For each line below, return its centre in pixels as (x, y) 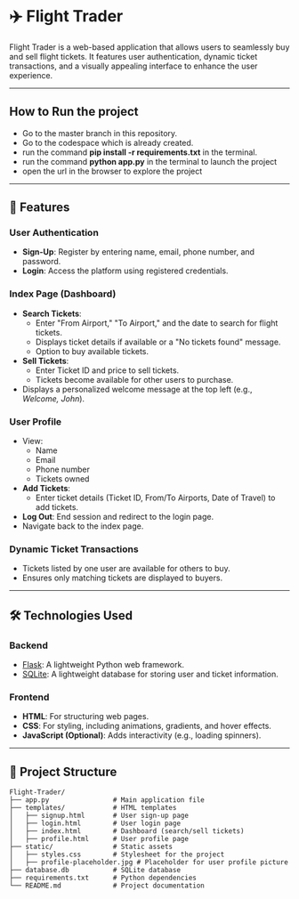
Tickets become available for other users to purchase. (134, 379)
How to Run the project (74, 112)
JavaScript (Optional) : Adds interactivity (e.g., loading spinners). (141, 735)
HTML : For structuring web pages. (85, 717)
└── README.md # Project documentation (107, 886)
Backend (29, 645)
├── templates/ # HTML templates (93, 808)
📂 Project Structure (63, 771)
